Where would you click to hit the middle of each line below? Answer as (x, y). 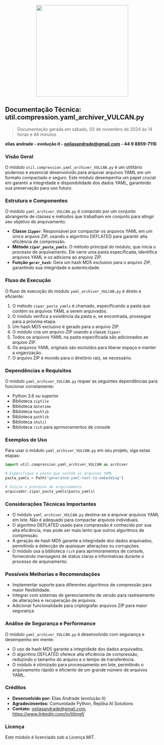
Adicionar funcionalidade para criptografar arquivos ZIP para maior (80, 606)
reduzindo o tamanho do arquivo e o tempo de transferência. (73, 659)
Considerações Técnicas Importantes (51, 504)
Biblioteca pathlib (30, 417)
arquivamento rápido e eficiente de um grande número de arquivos (80, 670)
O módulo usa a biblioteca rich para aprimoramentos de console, (78, 551)
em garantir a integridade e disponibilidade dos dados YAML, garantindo (78, 183)
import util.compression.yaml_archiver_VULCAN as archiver (67, 465)
